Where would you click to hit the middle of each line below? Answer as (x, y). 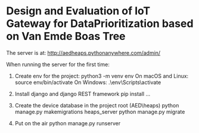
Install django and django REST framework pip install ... (83, 94)
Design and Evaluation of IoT (78, 11)
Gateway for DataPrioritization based (100, 24)
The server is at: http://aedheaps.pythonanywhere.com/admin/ (83, 52)
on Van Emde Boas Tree (66, 36)
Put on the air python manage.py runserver (68, 123)
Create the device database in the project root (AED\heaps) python (97, 105)
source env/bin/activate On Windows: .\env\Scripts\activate (88, 82)
